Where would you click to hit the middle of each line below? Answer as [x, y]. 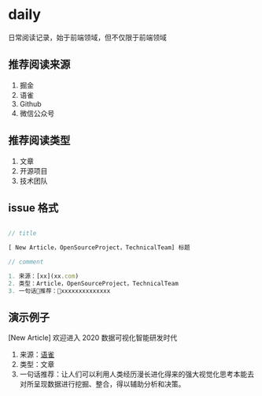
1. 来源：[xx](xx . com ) [44, 276]
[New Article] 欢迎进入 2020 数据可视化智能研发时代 [93, 338]
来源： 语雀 [37, 355]
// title [22, 233]
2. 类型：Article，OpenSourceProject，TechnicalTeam [93, 283]
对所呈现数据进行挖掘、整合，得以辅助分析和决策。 [102, 384]
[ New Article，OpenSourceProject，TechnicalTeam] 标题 [99, 248]
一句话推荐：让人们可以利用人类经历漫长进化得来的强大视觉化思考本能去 [137, 374]
